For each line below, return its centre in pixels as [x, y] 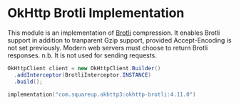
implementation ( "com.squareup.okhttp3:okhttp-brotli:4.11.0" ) [102, 94]
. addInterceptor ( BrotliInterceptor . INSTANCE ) [83, 75]
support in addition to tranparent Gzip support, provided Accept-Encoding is [119, 40]
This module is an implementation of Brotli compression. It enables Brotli [114, 33]
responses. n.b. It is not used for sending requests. [82, 55]
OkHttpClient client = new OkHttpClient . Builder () [84, 68]
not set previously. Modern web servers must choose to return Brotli [108, 48]
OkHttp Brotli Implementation [96, 13]
